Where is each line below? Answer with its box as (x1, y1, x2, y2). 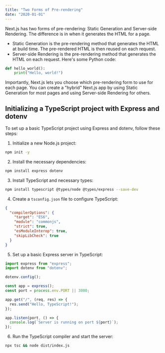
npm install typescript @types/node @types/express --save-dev (5, 187, 139, 192)
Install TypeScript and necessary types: (12, 177, 94, 183)
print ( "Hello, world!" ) (14, 71, 63, 75)
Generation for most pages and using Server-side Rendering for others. (5, 90, 151, 96)
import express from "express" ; (5, 261, 72, 266)
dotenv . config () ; (5, 275, 41, 280)
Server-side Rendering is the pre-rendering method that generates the (12, 51, 156, 57)
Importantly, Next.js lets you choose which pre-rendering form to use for (5, 79, 154, 85)
